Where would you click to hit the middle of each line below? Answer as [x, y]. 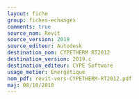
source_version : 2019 [39, 40]
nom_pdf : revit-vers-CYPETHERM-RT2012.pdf [69, 78]
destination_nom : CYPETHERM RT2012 [59, 53]
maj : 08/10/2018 [31, 85]
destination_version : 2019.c [49, 59]
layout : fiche [28, 14]
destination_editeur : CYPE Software [60, 66]
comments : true [29, 26]
